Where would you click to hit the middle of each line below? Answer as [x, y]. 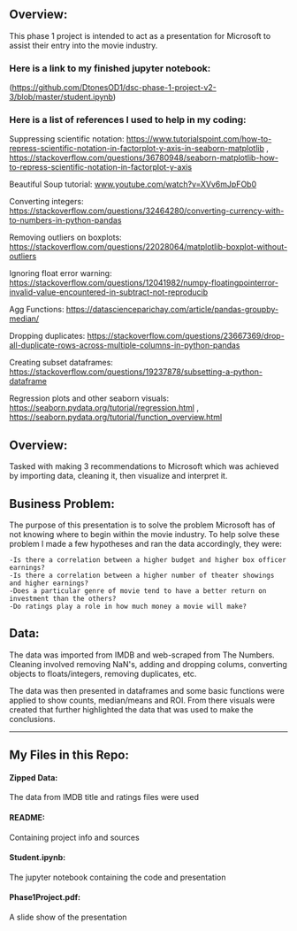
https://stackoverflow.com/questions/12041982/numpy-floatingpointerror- [144, 283]
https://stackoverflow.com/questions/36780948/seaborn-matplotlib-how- [144, 158]
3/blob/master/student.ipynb [61, 97]
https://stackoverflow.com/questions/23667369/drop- [186, 336]
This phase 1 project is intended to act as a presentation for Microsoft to [140, 35]
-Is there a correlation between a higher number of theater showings [142, 576]
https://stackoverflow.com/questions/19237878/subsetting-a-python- [136, 372]
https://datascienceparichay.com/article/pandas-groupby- [172, 310]
